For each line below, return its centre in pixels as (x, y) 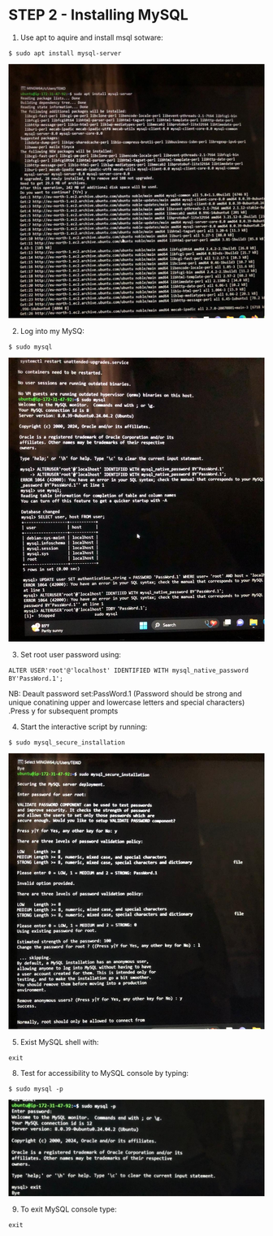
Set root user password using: (71, 654)
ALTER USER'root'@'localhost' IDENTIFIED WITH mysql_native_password (129, 670)
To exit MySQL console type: (69, 1209)
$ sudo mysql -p (36, 1089)
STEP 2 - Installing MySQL (98, 15)
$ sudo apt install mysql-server (65, 53)
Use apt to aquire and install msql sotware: (92, 37)
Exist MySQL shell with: (59, 1043)
